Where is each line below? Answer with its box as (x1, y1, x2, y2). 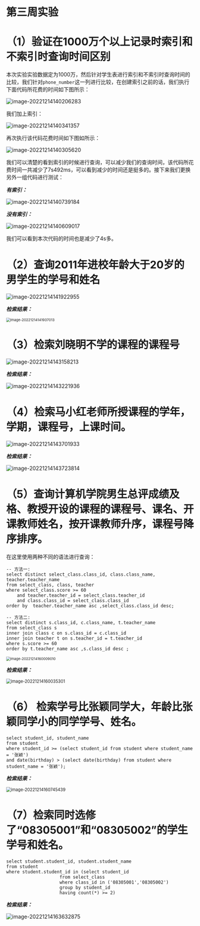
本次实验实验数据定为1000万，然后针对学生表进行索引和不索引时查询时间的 (6, 71, 190, 78)
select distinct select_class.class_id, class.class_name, (6, 572, 156, 577)
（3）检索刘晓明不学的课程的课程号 (6, 338, 180, 352)
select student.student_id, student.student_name (6, 858, 132, 864)
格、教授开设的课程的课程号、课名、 (6, 503, 184, 516)
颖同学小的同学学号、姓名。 (6, 715, 142, 729)
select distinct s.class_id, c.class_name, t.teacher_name (6, 619, 156, 625)
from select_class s (6, 625, 58, 631)
